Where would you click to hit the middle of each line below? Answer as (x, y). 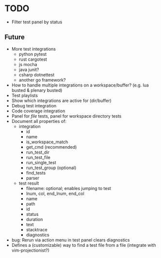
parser (33, 178)
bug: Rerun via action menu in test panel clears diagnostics (71, 240)
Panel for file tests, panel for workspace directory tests (66, 116)
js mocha (28, 64)
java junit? (29, 69)
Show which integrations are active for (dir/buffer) (62, 101)
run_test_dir (38, 152)
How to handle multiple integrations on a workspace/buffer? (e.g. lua (80, 85)
